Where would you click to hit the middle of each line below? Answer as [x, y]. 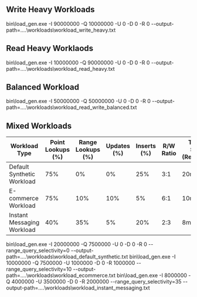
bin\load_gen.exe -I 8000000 [152, 275]
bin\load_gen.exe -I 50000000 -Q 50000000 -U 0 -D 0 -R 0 [79, 101]
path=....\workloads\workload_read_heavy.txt [60, 69]
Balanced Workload [43, 87]
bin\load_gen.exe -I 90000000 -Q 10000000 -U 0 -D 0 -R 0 [78, 23]
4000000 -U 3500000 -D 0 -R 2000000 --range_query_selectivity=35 [96, 282]
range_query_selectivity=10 [39, 269]
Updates [118, 146]
